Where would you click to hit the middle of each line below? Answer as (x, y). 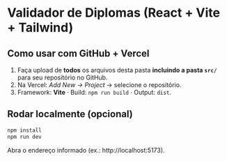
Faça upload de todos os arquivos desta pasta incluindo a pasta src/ (117, 70)
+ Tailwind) (40, 28)
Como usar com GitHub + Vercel (78, 53)
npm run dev (24, 137)
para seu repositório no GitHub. (62, 77)
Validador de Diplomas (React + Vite (114, 13)
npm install (24, 130)
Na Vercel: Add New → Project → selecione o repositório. (99, 85)
